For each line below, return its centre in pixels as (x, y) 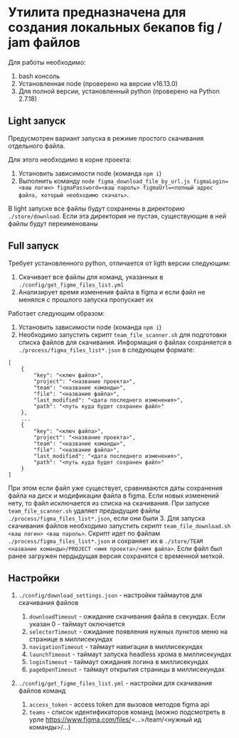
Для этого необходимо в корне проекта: (70, 159)
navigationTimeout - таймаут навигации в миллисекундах (116, 647)
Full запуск (33, 246)
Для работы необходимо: (47, 62)
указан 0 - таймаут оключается (77, 624)
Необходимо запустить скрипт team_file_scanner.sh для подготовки (122, 334)
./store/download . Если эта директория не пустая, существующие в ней (117, 216)
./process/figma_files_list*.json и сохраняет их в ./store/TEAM (106, 540)
